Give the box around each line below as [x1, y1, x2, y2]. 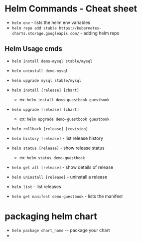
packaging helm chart [4, 211, 98, 222]
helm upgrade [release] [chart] [11, 107, 79, 112]
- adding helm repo [80, 30, 120, 36]
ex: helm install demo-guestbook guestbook [19, 96, 110, 102]
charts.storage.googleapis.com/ [11, 31, 79, 36]
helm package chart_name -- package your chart [11, 227, 110, 233]
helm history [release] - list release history [11, 135, 103, 141]
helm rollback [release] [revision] [11, 126, 88, 131]
